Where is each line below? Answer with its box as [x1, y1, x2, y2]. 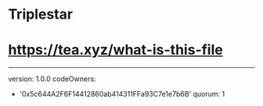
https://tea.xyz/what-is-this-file [8, 41, 223, 59]
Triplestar [8, 5, 73, 23]
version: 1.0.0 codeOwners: [8, 74, 96, 83]
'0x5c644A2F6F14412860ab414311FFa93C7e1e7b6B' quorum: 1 [19, 90, 225, 99]
